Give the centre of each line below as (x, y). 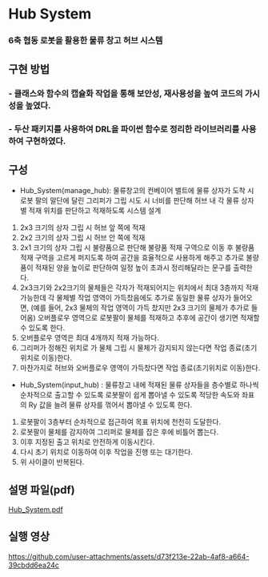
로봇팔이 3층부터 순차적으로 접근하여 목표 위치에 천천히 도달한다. (120, 422)
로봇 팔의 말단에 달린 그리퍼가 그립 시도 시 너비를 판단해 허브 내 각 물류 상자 (137, 200)
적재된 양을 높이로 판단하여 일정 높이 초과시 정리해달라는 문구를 (133, 268)
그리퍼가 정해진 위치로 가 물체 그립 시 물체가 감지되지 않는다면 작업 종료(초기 (138, 348)
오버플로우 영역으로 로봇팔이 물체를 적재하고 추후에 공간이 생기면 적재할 (148, 318)
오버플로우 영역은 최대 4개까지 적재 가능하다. (90, 338)
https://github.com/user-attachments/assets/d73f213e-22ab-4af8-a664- (129, 556)
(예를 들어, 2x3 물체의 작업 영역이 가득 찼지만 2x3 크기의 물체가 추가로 (140, 308)
